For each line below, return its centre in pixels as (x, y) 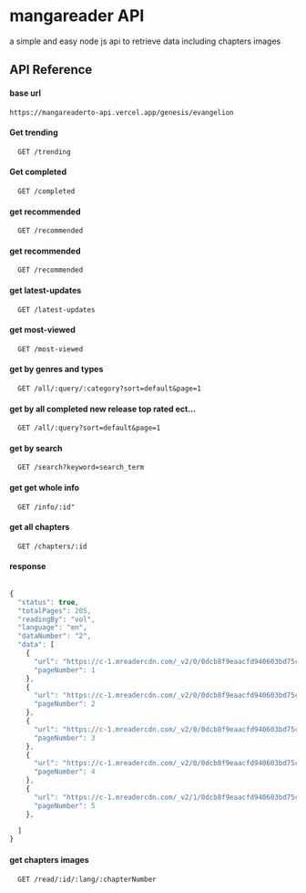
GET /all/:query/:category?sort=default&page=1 (110, 389)
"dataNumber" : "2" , (55, 636)
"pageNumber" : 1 (64, 670)
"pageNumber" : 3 (64, 738)
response (28, 566)
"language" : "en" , (53, 628)
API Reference (51, 70)
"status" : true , (48, 602)
